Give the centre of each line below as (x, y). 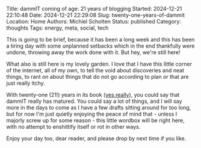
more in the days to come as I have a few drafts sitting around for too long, (99, 107)
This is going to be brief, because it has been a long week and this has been (100, 39)
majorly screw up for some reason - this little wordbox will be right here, (95, 120)
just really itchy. (26, 83)
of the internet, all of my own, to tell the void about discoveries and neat (95, 70)
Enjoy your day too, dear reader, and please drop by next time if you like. (96, 138)
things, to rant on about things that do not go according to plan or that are (97, 77)
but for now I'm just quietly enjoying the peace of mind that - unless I (92, 114)
